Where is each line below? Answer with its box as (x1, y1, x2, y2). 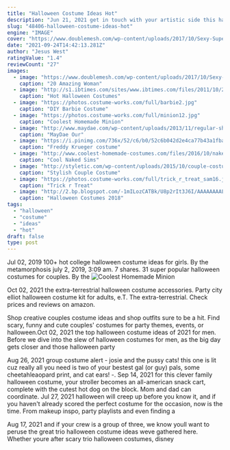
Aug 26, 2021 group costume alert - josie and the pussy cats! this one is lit (7, 356, 217, 364)
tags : (7, 201, 23, 208)
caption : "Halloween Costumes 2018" (19, 195, 125, 202)
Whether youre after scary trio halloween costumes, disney (7, 435, 175, 443)
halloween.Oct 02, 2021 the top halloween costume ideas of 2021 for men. (7, 328, 217, 336)
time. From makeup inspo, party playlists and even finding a (7, 407, 176, 415)
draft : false (7, 233, 44, 240)
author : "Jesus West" (7, 49, 69, 55)
